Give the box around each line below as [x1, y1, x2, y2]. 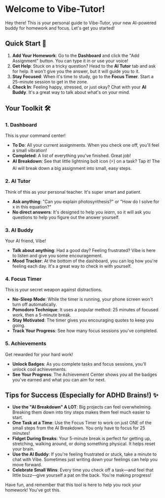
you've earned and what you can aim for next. [12, 376, 106, 382]
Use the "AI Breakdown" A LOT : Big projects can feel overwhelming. [12, 404, 152, 410]
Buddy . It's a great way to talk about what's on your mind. [12, 89, 131, 95]
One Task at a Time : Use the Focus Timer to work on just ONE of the [12, 420, 152, 426]
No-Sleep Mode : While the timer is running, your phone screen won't [12, 296, 153, 302]
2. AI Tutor [5, 178, 31, 185]
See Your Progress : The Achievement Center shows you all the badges [12, 372, 157, 377]
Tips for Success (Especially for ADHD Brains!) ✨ [5, 391, 159, 400]
